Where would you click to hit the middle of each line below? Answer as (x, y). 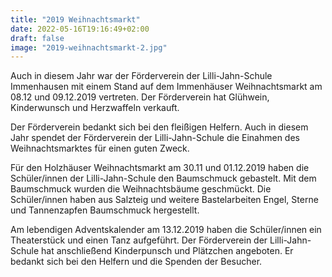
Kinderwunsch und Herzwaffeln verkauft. (95, 108)
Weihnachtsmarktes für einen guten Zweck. (100, 148)
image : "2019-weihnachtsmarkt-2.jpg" (89, 47)
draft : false (37, 38)
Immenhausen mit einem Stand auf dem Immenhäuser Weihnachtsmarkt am (166, 87)
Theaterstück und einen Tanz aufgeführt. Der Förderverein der (139, 240)
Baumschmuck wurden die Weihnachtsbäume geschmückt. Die (141, 189)
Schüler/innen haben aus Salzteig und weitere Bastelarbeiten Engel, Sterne (164, 200)
